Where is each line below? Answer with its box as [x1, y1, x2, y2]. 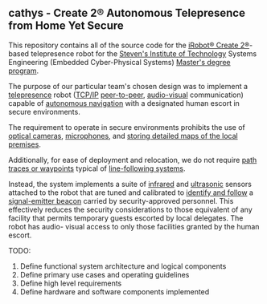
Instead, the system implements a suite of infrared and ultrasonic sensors [8, 179, 252, 188]
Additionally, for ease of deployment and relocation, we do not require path [8, 155, 257, 164]
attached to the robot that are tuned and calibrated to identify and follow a [8, 188, 253, 197]
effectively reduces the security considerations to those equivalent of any [8, 205, 253, 214]
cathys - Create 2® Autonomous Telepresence [8, 6, 245, 20]
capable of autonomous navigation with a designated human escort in [8, 98, 240, 107]
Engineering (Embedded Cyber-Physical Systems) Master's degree [8, 57, 231, 67]
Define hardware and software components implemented [19, 286, 210, 296]
